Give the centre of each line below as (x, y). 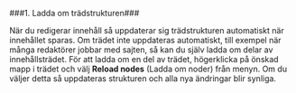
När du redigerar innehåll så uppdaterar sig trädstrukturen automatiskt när (147, 30)
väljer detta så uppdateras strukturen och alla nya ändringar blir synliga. (143, 79)
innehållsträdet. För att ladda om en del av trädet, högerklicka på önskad (144, 59)
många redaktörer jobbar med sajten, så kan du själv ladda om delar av (141, 50)
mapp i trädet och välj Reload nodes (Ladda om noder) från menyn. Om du (148, 69)
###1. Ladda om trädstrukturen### (74, 13)
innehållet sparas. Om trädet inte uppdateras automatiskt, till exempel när (145, 40)
